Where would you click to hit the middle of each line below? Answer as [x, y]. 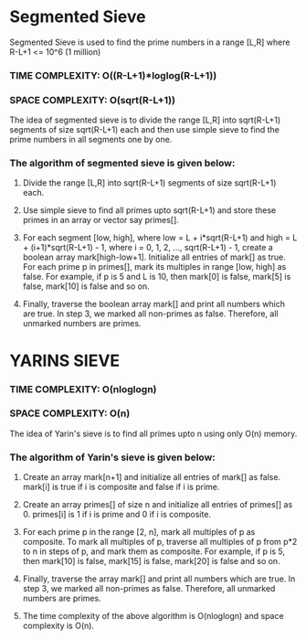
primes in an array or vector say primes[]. [101, 220]
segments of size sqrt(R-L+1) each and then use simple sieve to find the [145, 130]
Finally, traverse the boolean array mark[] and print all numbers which [154, 304]
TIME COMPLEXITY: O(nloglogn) [83, 389]
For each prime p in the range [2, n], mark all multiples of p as [139, 532]
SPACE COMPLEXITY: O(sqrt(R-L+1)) [93, 100]
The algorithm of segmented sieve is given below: [122, 164]
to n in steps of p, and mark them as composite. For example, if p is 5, [154, 551]
